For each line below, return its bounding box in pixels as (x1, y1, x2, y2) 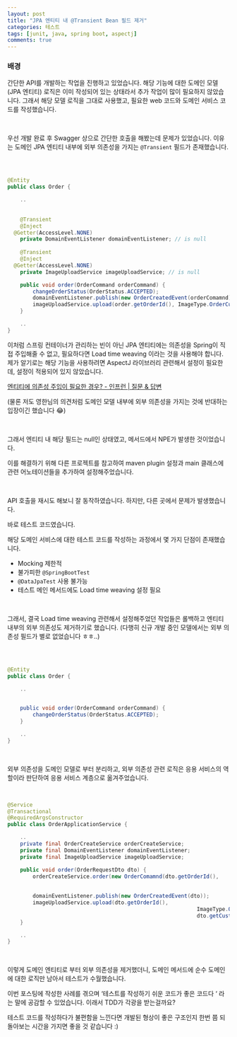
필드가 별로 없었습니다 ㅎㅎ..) (20, 632, 100, 640)
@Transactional (7, 808, 52, 815)
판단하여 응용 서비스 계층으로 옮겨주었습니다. (25, 773, 149, 782)
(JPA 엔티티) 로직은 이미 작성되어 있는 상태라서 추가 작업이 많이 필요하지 (7, 88, 206, 96)
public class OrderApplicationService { (7, 821, 128, 828)
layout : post (7, 10, 46, 18)
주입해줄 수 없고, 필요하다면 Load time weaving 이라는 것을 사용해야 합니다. (14, 349, 224, 358)
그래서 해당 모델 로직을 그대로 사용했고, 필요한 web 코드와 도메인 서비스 (22, 96, 219, 105)
